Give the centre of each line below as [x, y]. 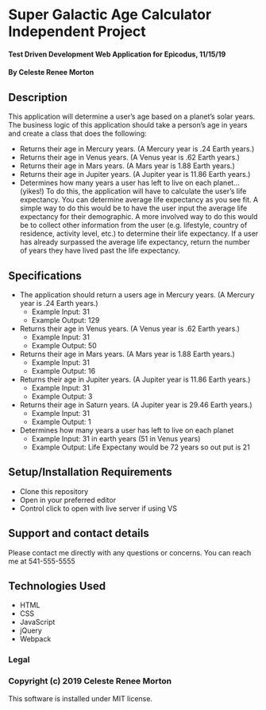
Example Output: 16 [64, 371]
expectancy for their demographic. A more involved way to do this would [139, 217]
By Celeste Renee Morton [51, 73]
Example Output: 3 [62, 396]
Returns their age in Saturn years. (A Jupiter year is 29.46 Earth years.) [136, 405]
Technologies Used [57, 586]
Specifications [45, 275]
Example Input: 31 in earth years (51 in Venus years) [116, 439]
